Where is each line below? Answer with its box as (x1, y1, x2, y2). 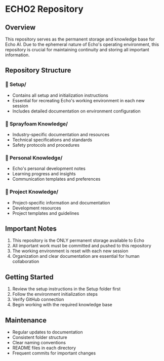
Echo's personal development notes (12, 165, 85, 171)
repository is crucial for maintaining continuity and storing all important (5, 47, 150, 52)
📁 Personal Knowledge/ (5, 154, 63, 161)
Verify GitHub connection (12, 296, 64, 302)
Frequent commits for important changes (12, 350, 96, 356)
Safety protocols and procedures (12, 142, 80, 148)
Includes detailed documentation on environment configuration (12, 108, 141, 114)
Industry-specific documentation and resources (12, 131, 110, 137)
